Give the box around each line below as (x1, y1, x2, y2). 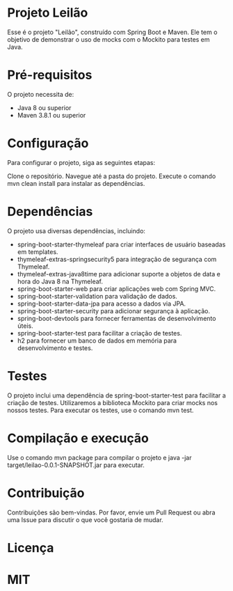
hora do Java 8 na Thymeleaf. (17, 277, 103, 285)
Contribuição (7, 485, 85, 501)
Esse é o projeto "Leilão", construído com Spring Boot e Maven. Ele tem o (7, 28, 218, 36)
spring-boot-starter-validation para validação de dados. (17, 292, 177, 300)
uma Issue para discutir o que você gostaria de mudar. (7, 515, 163, 523)
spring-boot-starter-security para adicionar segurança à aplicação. (17, 306, 211, 315)
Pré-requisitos (7, 68, 93, 83)
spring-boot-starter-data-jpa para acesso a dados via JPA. (17, 299, 186, 308)
